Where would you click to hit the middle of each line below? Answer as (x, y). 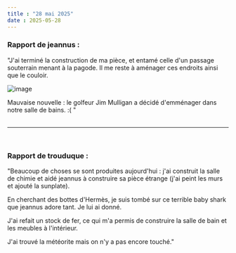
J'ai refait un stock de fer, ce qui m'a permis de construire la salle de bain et (117, 221)
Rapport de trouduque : (48, 155)
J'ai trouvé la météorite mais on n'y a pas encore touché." (91, 242)
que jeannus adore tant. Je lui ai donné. (64, 207)
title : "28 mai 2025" (40, 14)
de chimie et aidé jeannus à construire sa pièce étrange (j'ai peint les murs (115, 179)
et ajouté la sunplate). (39, 186)
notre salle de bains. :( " (42, 110)
